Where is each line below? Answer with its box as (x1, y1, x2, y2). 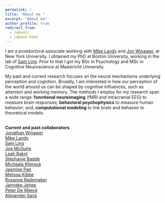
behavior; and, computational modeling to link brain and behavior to (5, 104, 144, 111)
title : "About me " (5, 12, 45, 17)
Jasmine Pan (5, 166, 32, 172)
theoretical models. (5, 110, 44, 116)
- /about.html (9, 35, 38, 40)
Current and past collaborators (5, 124, 70, 130)
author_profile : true (5, 21, 50, 26)
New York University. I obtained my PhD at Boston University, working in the (5, 53, 160, 59)
